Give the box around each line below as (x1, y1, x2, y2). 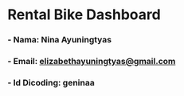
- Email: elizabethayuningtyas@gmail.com (7, 56, 176, 67)
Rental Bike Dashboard (7, 6, 161, 24)
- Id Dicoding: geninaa (7, 77, 95, 88)
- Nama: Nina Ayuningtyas (7, 34, 112, 46)
